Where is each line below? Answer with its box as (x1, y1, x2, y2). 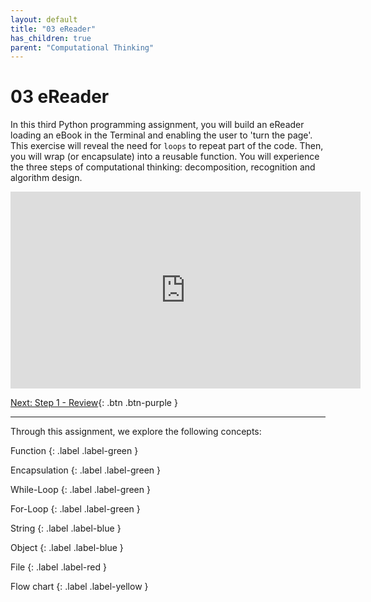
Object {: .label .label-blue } (10, 542, 124, 554)
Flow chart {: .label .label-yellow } (10, 581, 149, 593)
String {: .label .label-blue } (10, 522, 122, 535)
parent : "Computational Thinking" (10, 42, 155, 53)
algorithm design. (10, 172, 83, 184)
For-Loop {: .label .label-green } (10, 503, 141, 515)
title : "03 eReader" (10, 24, 97, 34)
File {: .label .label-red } (10, 561, 107, 573)
